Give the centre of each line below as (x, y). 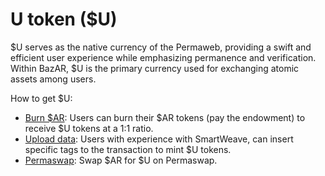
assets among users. (53, 79)
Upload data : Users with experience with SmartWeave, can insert (159, 139)
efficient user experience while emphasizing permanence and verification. (163, 57)
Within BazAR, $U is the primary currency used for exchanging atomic (155, 68)
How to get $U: (41, 98)
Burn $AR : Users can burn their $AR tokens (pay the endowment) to (165, 117)
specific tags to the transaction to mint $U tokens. (128, 149)
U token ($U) (64, 19)
